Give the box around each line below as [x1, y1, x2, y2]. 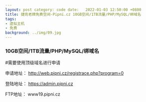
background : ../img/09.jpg [5, 30, 61, 35]
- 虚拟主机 [5, 21, 25, 26]
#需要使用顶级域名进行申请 [5, 60, 61, 66]
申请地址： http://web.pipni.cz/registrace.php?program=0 [5, 70, 124, 76]
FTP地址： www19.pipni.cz [5, 91, 61, 97]
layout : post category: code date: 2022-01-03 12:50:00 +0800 [5, 7, 142, 12]
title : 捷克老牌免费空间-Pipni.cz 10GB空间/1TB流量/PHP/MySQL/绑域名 [5, 12, 142, 17]
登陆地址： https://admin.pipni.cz [5, 81, 73, 87]
